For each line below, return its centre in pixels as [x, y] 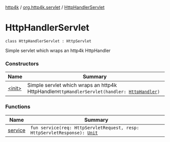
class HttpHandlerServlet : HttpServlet [49, 41]
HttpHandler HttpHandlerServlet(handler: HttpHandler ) [94, 91]
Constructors [22, 64]
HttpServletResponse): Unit [64, 133]
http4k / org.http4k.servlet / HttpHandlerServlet [55, 7]
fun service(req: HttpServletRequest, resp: [85, 128]
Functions [18, 107]
